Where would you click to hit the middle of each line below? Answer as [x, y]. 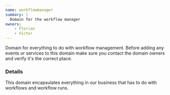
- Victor [24, 33]
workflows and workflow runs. [37, 88]
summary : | [17, 15]
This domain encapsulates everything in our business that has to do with [81, 83]
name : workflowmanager [29, 10]
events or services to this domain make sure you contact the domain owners [85, 53]
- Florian [25, 29]
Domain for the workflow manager [45, 19]
